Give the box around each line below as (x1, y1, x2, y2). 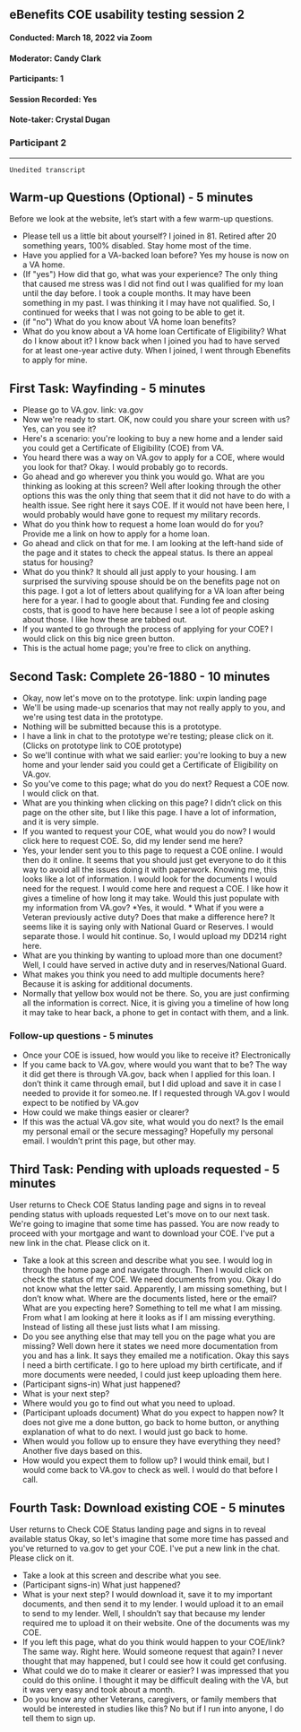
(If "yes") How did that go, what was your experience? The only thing (21, 269, 279, 280)
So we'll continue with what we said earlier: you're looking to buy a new (21, 750, 288, 761)
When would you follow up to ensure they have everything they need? (21, 1436, 280, 1447)
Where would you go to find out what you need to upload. (21, 1398, 236, 1409)
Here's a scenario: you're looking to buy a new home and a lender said (21, 433, 284, 444)
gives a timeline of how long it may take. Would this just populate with (21, 892, 279, 904)
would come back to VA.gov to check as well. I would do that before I (21, 1465, 278, 1475)
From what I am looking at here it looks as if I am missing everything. (21, 1312, 276, 1323)
